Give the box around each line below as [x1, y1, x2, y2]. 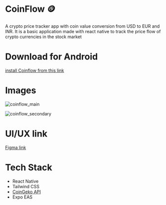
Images [5, 85, 36, 96]
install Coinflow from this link [5, 67, 64, 73]
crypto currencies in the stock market [5, 34, 82, 40]
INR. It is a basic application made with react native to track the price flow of [5, 28, 161, 34]
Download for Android [5, 51, 98, 62]
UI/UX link [5, 128, 48, 139]
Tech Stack [5, 161, 53, 173]
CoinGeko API [12, 189, 41, 195]
